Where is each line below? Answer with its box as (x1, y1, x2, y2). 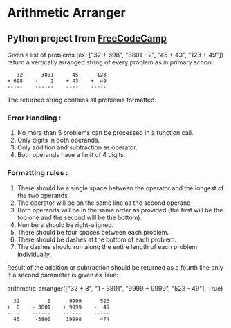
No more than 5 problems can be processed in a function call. (17, 129, 194, 137)
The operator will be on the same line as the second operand (17, 199, 192, 207)
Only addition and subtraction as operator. (17, 143, 138, 152)
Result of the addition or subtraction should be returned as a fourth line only (7, 263, 223, 271)
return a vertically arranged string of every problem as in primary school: (7, 58, 215, 66)
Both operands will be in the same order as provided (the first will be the (17, 206, 223, 214)
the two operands (17, 191, 68, 199)
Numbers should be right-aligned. (17, 220, 114, 229)
